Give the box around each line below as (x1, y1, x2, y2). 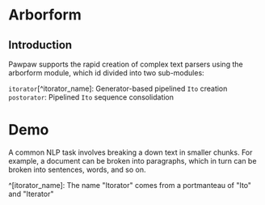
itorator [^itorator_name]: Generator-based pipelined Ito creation (8, 83, 228, 93)
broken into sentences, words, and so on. (8, 164, 147, 174)
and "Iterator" (8, 189, 54, 199)
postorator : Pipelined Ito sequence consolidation (8, 92, 175, 102)
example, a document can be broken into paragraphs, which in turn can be (8, 156, 257, 165)
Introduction (8, 38, 73, 52)
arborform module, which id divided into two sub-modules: (8, 68, 204, 78)
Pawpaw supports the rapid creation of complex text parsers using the (8, 59, 244, 69)
